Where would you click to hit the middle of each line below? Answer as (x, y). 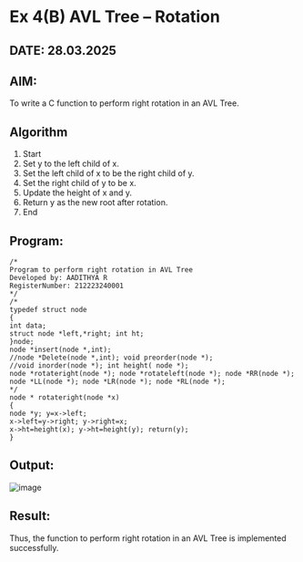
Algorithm (39, 132)
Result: (30, 516)
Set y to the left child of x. (71, 164)
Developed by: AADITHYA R (58, 278)
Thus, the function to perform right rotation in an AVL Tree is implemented (148, 538)
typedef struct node (49, 310)
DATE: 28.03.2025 (63, 51)
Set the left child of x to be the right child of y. (108, 173)
